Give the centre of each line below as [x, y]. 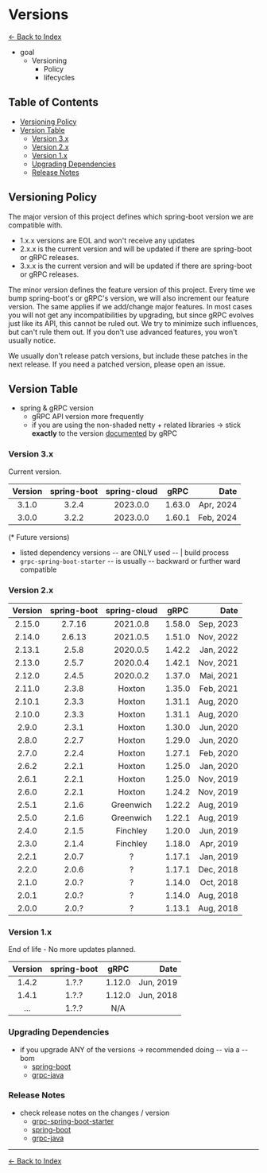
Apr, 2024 [218, 504]
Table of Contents [54, 102]
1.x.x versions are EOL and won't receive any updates [107, 240]
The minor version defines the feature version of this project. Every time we [132, 289]
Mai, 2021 [219, 675]
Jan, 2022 [219, 650]
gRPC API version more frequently [88, 417]
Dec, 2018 [218, 869]
